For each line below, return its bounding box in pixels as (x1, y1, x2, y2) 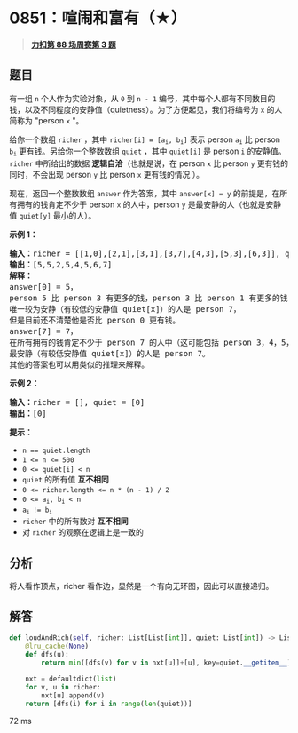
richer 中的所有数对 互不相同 (21, 516, 129, 527)
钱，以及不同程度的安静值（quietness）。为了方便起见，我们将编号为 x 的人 (9, 104, 283, 115)
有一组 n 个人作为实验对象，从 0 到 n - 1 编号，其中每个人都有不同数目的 (9, 92, 276, 103)
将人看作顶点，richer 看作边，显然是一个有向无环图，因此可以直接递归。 (9, 581, 274, 592)
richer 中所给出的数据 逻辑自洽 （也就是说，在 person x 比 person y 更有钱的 (9, 157, 288, 169)
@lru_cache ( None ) (25, 641, 90, 650)
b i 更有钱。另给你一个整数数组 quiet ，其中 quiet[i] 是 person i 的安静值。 (9, 146, 286, 158)
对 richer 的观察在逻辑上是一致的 (21, 527, 145, 538)
